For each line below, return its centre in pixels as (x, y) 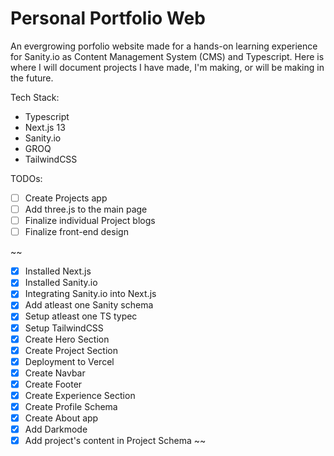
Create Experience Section (80, 395)
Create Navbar (55, 373)
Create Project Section (71, 350)
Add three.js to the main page (86, 209)
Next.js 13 (45, 127)
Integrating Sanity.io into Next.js (90, 294)
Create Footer (53, 384)
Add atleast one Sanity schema (89, 305)
